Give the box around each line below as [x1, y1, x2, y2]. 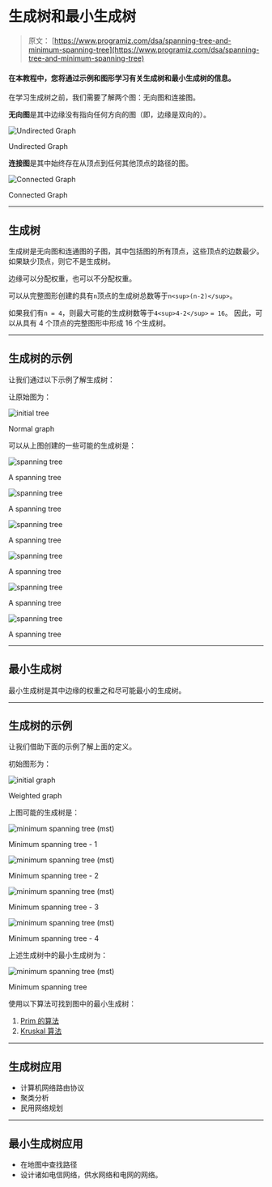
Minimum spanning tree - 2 [8, 871, 99, 881]
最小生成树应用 [8, 1137, 83, 1151]
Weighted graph [8, 791, 62, 801]
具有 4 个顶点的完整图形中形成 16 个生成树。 [22, 317, 171, 328]
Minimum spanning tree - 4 [8, 934, 100, 943]
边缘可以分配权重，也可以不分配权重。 [8, 273, 136, 283]
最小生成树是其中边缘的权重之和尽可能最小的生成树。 [8, 685, 186, 695]
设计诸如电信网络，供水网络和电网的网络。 [19, 1170, 163, 1180]
